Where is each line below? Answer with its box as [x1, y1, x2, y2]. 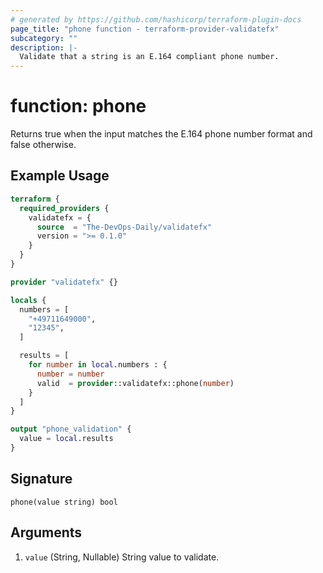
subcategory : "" [10, 33, 78, 43]
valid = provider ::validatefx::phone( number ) [36, 378, 235, 388]
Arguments [10, 524, 83, 541]
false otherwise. [10, 139, 77, 151]
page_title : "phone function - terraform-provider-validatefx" [10, 24, 280, 34]
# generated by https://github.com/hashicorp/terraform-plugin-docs [10, 14, 302, 25]
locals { [10, 295, 47, 305]
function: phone [10, 95, 147, 118]
